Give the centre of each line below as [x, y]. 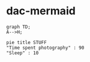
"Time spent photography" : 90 [45, 48]
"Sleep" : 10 [22, 53]
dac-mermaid [41, 11]
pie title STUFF [26, 42]
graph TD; [19, 27]
